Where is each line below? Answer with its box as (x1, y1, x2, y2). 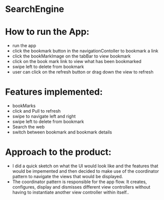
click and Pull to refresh (12, 108, 61, 114)
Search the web (12, 124, 45, 130)
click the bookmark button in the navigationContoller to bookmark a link (12, 48, 159, 54)
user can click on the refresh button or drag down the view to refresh (12, 69, 154, 75)
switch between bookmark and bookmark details (12, 129, 112, 135)
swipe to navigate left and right (12, 113, 76, 120)
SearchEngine (5, 3, 64, 15)
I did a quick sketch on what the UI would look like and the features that (12, 163, 159, 169)
